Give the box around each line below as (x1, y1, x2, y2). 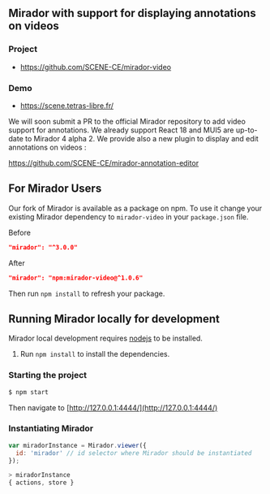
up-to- (235, 125, 258, 135)
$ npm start (8, 388, 49, 396)
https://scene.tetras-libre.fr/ (19, 101, 114, 110)
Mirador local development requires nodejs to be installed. (8, 333, 203, 344)
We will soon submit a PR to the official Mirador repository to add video (8, 116, 246, 126)
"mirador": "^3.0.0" (8, 243, 79, 251)
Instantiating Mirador (8, 422, 94, 434)
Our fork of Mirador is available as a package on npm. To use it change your (8, 203, 263, 213)
